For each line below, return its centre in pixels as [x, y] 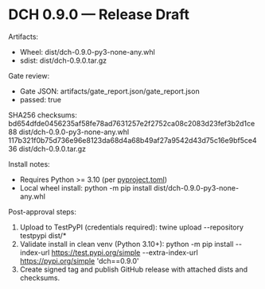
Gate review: [29, 75]
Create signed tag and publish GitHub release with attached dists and [134, 269]
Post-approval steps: [43, 211]
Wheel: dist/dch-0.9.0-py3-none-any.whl [87, 52]
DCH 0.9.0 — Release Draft [99, 15]
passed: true [41, 99]
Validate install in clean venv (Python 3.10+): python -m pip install [127, 244]
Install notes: [29, 164]
